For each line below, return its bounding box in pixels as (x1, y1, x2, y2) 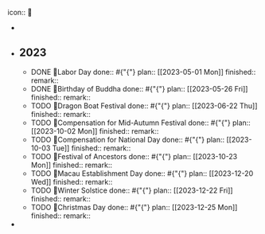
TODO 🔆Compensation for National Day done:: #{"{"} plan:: (30, 135, 225, 144)
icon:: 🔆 (7, 8, 33, 17)
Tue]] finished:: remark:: (52, 143, 131, 153)
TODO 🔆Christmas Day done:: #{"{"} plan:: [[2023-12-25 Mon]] (30, 202, 238, 212)
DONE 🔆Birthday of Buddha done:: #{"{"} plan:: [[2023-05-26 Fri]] (30, 84, 248, 93)
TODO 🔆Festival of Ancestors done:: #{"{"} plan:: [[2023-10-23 (30, 151, 238, 161)
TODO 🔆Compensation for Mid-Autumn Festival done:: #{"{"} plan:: (30, 118, 251, 127)
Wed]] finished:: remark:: (30, 177, 113, 186)
